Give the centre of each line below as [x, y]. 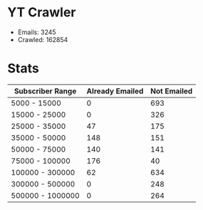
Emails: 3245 [37, 32]
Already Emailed [115, 91]
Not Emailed [172, 91]
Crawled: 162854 [43, 39]
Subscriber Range [45, 91]
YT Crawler [42, 12]
